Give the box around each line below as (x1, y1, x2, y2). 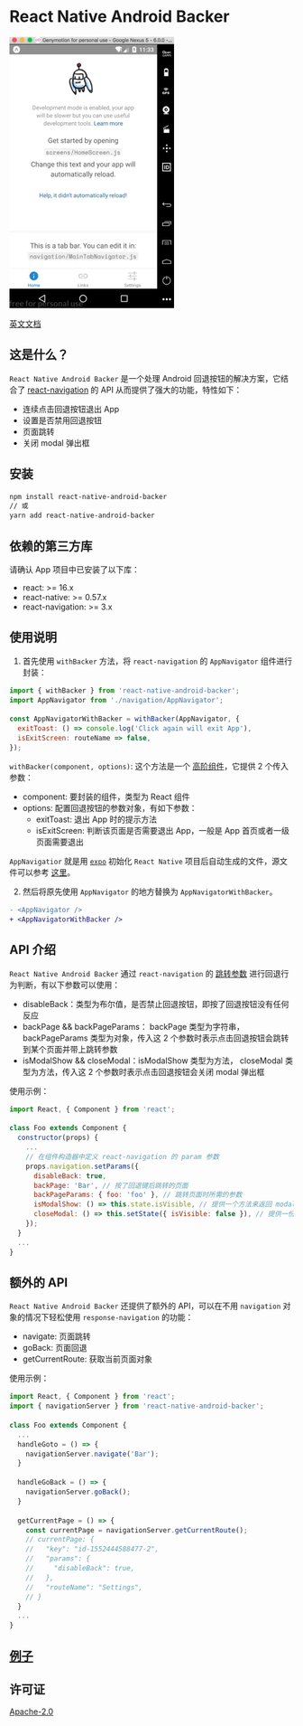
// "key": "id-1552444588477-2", (25, 1544, 160, 1554)
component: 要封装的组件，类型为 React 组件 (22, 791, 191, 802)
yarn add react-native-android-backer (9, 511, 155, 521)
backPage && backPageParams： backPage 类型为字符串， (22, 1021, 245, 1032)
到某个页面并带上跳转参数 (22, 1043, 118, 1054)
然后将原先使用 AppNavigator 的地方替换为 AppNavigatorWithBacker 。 (22, 886, 278, 897)
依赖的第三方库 (9, 538, 93, 553)
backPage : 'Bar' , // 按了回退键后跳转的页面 (32, 1181, 188, 1190)
